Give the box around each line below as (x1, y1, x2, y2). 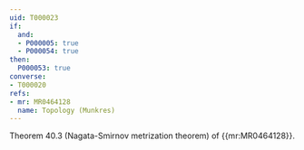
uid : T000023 (9, 13, 59, 23)
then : (9, 55, 30, 64)
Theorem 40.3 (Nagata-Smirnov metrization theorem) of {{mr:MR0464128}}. (9, 130, 296, 141)
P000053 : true (17, 64, 71, 73)
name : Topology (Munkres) (17, 106, 116, 115)
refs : (9, 89, 30, 98)
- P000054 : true (17, 47, 79, 56)
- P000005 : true (17, 38, 79, 48)
